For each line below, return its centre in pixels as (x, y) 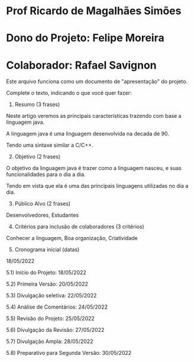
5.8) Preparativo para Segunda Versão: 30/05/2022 (69, 353)
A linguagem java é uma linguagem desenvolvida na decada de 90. (88, 134)
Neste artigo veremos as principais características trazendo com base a (94, 116)
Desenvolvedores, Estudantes (42, 215)
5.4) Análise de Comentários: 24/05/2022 (57, 307)
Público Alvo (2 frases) (43, 204)
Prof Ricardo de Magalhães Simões (94, 11)
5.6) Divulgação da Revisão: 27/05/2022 (55, 330)
